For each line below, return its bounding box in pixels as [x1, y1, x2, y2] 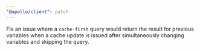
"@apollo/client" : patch [6, 8, 69, 15]
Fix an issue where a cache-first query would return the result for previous [6, 25, 195, 32]
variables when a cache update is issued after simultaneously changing [6, 31, 184, 39]
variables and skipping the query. [6, 38, 89, 45]
